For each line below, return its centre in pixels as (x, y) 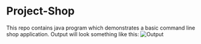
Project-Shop (41, 11)
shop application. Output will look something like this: (73, 34)
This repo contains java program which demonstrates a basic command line (101, 28)
